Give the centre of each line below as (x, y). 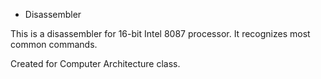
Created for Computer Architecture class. (95, 63)
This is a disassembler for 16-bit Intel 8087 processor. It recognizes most (160, 33)
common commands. (54, 44)
